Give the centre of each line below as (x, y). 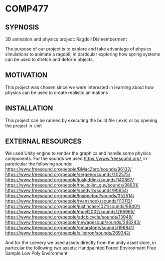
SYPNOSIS (22, 27)
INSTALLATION (29, 108)
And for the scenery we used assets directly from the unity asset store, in (81, 242)
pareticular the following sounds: (39, 164)
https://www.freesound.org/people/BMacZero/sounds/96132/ (69, 169)
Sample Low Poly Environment (36, 253)
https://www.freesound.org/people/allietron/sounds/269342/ (68, 233)
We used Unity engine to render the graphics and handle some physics (78, 153)
